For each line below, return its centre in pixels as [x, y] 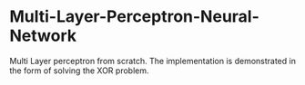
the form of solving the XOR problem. [79, 71]
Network [43, 36]
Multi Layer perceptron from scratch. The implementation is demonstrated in [152, 61]
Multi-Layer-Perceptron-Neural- [134, 17]
